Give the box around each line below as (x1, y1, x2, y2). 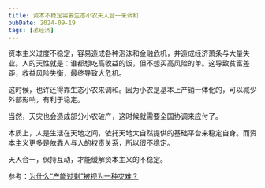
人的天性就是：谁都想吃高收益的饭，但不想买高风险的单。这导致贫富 (21, 58, 243, 68)
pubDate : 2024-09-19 (8, 19, 77, 27)
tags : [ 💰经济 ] (8, 26, 54, 34)
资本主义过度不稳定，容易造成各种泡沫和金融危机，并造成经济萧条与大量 (8, 49, 243, 58)
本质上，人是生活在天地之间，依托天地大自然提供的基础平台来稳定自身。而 (8, 128, 250, 138)
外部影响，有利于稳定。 (8, 95, 84, 105)
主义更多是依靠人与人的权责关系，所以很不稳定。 (14, 138, 174, 148)
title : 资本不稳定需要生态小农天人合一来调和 (8, 11, 140, 20)
